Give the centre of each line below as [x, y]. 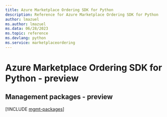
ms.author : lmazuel [26, 24]
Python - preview [42, 78]
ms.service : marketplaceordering [40, 43]
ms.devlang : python [26, 38]
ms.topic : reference [27, 33]
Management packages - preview [59, 97]
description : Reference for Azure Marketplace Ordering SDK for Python [82, 15]
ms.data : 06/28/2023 [27, 29]
